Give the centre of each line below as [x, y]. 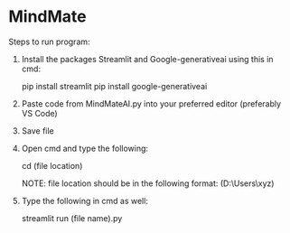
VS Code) [39, 113]
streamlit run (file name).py [72, 218]
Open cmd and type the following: [85, 148]
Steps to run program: [50, 42]
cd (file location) [52, 165]
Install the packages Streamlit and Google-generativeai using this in [147, 59]
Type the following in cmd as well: [84, 200]
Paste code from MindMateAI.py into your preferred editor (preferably [151, 103]
